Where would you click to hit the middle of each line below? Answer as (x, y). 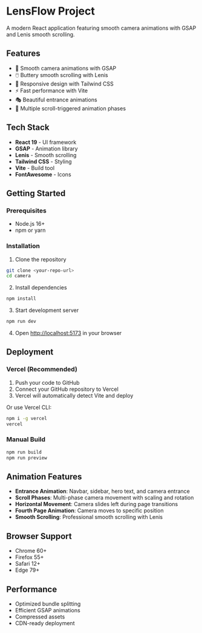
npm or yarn (30, 230)
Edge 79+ (27, 570)
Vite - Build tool (35, 168)
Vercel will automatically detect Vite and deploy (74, 395)
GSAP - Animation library (46, 148)
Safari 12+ (28, 564)
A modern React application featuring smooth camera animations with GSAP (101, 28)
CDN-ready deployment (45, 623)
